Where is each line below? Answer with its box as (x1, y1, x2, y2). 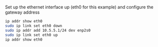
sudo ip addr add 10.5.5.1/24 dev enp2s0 (5, 28, 91, 33)
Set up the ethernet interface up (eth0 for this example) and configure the (5, 4, 154, 10)
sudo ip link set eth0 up (5, 32, 58, 37)
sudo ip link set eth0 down (5, 23, 63, 28)
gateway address (5, 9, 40, 15)
